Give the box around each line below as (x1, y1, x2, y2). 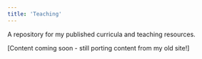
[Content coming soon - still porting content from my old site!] (7, 43, 190, 52)
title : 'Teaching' (7, 10, 62, 18)
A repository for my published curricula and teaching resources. (7, 30, 196, 38)
